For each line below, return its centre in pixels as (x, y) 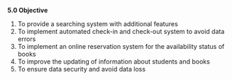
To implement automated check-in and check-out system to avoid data (121, 32)
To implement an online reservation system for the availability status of (121, 46)
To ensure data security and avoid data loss (82, 69)
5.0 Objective (28, 10)
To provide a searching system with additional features (98, 24)
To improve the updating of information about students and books (114, 62)
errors (27, 39)
